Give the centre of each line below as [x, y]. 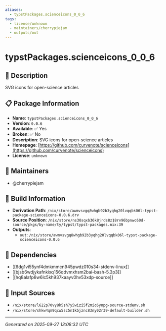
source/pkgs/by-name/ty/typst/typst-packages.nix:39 [68, 225]
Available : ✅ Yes [29, 128]
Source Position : [29, 220]
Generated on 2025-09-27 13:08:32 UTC [47, 325]
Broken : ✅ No [26, 134]
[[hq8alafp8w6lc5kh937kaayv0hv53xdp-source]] [62, 277]
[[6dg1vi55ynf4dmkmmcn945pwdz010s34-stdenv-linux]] [71, 267]
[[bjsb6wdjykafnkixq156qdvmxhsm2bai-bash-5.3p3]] [66, 272]
